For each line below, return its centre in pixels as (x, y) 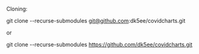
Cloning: (17, 9)
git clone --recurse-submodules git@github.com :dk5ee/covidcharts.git (96, 21)
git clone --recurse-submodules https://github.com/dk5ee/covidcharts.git (99, 44)
